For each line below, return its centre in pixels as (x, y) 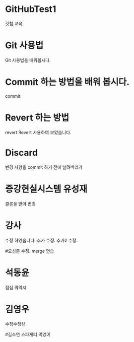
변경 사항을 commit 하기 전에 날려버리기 (44, 167)
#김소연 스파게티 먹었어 (28, 335)
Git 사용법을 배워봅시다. (28, 60)
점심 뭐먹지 (16, 287)
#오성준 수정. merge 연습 (30, 251)
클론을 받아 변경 (21, 204)
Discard (22, 153)
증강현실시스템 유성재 (46, 189)
